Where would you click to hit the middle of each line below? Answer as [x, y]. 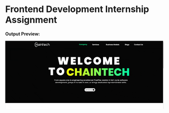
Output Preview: [23, 34]
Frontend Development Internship [77, 9]
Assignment [31, 20]
